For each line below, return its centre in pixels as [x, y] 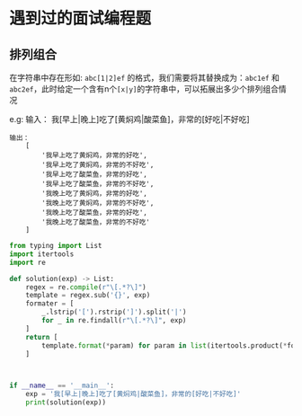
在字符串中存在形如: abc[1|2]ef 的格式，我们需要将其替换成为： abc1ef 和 [145, 78]
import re [28, 262]
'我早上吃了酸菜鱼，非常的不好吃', [98, 184]
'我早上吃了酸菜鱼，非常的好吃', [95, 174]
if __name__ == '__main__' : [62, 386]
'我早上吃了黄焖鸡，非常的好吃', [95, 155]
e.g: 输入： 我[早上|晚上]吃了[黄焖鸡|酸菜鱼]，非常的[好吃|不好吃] [129, 119]
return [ [42, 337]
